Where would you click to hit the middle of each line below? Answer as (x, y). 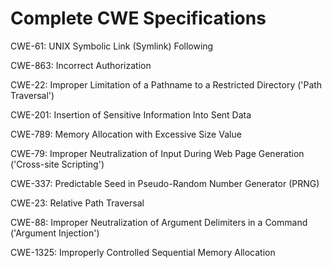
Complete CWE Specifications (138, 18)
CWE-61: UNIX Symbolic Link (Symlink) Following (112, 46)
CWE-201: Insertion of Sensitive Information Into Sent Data (131, 114)
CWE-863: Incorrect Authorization (81, 65)
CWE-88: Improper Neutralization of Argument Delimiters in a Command (159, 222)
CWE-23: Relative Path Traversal (77, 203)
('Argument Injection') (55, 233)
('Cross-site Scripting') (57, 164)
